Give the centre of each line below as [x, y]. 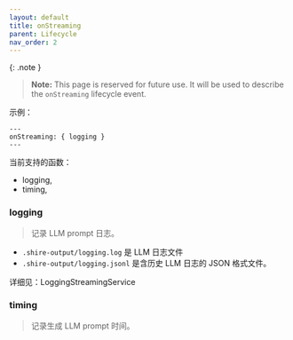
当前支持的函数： [40, 162]
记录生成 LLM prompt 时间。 [83, 326]
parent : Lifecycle [43, 34]
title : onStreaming [45, 26]
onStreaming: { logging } [57, 137]
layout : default [39, 17]
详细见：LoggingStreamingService [72, 281]
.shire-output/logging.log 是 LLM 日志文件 [103, 252]
